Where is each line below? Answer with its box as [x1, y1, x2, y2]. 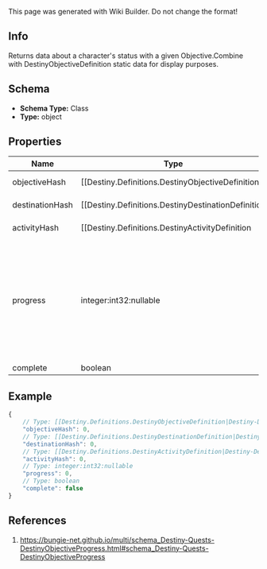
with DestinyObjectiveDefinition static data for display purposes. [8, 59, 219, 68]
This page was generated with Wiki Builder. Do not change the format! [8, 7, 238, 16]
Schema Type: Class [19, 103, 89, 113]
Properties [8, 135, 62, 149]
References [8, 514, 67, 528]
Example [8, 389, 52, 403]
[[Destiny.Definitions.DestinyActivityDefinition [80, 223, 252, 234]
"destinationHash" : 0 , [22, 440, 98, 448]
